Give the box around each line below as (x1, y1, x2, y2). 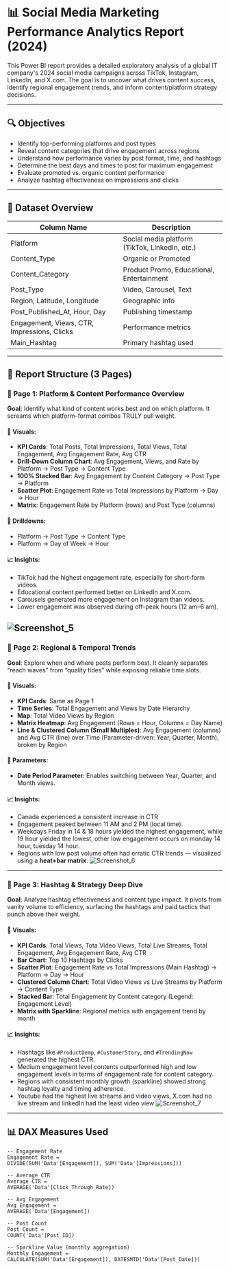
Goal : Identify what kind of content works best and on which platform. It (7, 405, 210, 413)
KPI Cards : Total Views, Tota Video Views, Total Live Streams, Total (16, 941, 207, 950)
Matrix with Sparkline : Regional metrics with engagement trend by (16, 1007, 207, 1015)
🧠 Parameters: (7, 756, 49, 764)
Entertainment (123, 273, 169, 283)
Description (151, 222, 191, 232)
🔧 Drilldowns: (7, 517, 47, 525)
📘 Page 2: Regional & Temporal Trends (7, 643, 136, 652)
